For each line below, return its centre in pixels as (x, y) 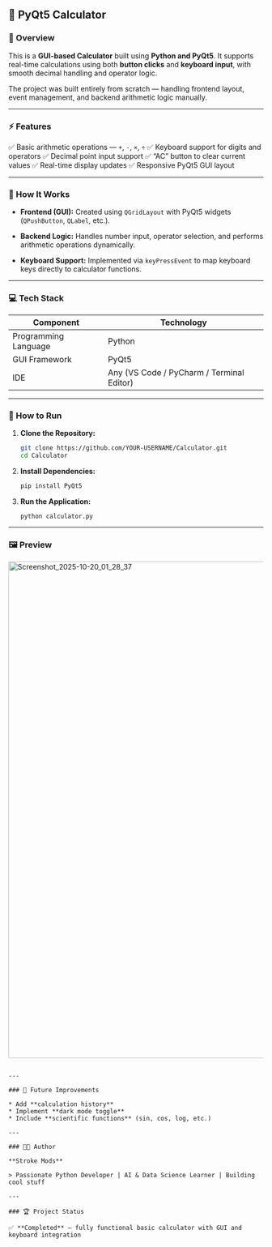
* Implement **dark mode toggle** (67, 1111)
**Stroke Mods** (36, 1161)
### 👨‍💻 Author (32, 1147)
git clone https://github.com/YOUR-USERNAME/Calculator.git (123, 448)
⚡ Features (30, 126)
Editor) (121, 382)
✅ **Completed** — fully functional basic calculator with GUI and (125, 1228)
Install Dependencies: (57, 471)
